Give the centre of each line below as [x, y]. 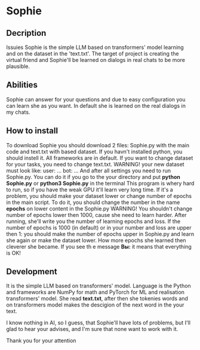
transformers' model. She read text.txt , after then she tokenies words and [97, 299]
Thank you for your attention [41, 340]
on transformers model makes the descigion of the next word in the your [95, 305]
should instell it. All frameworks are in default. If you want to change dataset [100, 158]
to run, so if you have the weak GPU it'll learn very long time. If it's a [90, 190]
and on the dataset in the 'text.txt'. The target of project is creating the [93, 54]
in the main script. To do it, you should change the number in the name [93, 202]
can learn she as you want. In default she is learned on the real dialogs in [96, 106]
